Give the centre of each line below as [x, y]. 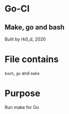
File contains [32, 59]
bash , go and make [22, 73]
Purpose [23, 93]
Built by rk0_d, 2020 [25, 39]
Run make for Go [22, 107]
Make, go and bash [35, 27]
